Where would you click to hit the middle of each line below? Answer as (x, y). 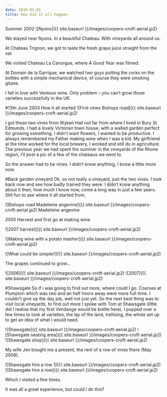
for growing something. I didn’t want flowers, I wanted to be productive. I (80, 133)
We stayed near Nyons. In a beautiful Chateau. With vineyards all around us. (83, 38)
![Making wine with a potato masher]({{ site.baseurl (58, 239)
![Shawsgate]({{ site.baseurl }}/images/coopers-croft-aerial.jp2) (71, 329)
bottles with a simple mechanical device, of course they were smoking (77, 78)
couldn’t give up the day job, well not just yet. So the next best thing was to (82, 298)
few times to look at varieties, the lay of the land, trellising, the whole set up (83, 314)
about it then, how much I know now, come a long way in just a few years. (81, 189)
